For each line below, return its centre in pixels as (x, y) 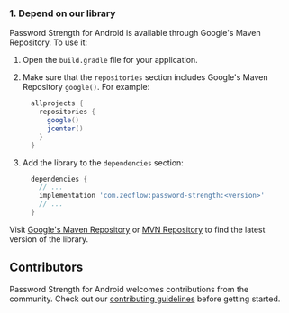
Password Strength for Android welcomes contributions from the (129, 289)
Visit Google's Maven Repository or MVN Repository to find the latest (137, 229)
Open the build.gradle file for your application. (110, 60)
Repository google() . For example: (86, 87)
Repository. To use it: (49, 42)
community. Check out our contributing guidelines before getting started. (145, 299)
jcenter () (65, 129)
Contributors (46, 268)
